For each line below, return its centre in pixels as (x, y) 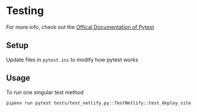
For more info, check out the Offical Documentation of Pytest (80, 27)
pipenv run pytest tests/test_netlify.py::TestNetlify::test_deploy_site (99, 103)
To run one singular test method (45, 92)
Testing (25, 11)
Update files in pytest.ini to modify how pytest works (72, 59)
